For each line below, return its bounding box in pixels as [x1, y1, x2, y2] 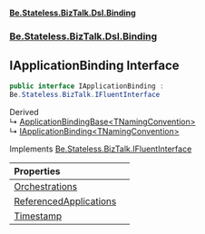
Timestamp [14, 210, 63, 222]
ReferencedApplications [14, 195, 117, 208]
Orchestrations [14, 180, 78, 193]
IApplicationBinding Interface [9, 57, 180, 73]
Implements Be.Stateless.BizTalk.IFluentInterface [9, 143, 192, 154]
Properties [14, 165, 61, 178]
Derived [9, 107, 39, 118]
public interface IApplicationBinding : [9, 82, 165, 91]
